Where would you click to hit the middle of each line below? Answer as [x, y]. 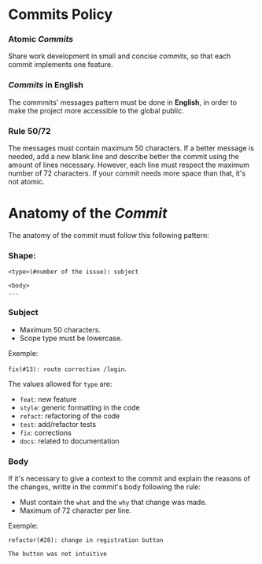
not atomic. [26, 182]
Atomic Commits [41, 39]
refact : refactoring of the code [70, 416]
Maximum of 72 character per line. [76, 510]
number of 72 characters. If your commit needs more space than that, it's [127, 173]
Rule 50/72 [30, 131]
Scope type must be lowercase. [71, 338]
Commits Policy [61, 15]
